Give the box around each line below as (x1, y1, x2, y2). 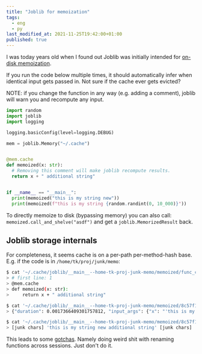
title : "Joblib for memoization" (6, 8, 90, 15)
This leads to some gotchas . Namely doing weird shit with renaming (6, 335, 174, 343)
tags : (6, 14, 20, 20)
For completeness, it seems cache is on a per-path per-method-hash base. (6, 251, 192, 259)
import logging (6, 119, 44, 125)
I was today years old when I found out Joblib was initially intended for (6, 54, 181, 60)
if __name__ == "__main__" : (6, 189, 77, 196)
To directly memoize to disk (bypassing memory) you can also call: (6, 211, 172, 219)
